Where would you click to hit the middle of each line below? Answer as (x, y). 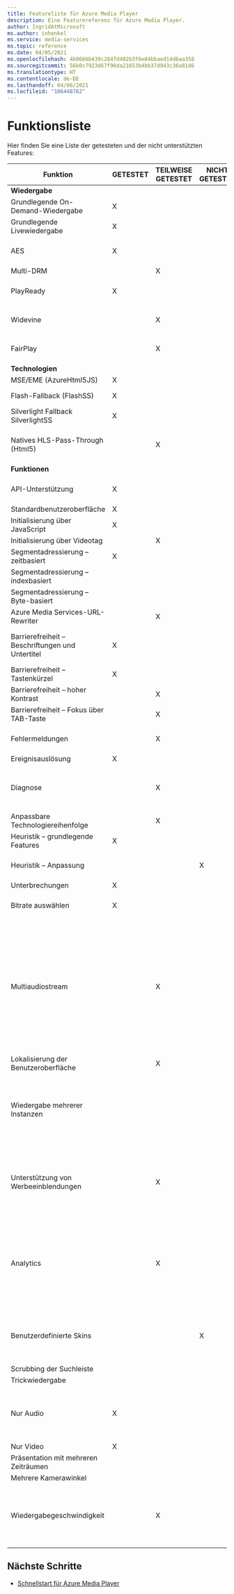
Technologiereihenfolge (49, 825)
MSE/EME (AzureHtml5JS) (55, 380)
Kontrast (25, 699)
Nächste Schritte (45, 1566)
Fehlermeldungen (39, 739)
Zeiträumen (30, 1467)
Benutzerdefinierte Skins (51, 1336)
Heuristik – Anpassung (48, 865)
